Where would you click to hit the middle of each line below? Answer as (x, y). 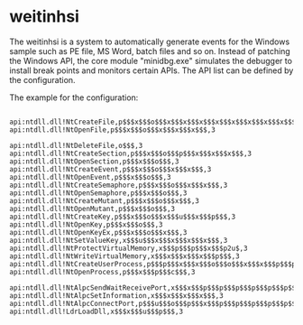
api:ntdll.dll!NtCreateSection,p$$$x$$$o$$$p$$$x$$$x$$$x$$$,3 (131, 153)
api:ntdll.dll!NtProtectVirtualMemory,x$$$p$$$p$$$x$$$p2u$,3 (129, 248)
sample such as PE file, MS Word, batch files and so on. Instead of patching (150, 51)
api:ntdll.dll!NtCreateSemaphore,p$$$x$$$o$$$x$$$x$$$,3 (119, 185)
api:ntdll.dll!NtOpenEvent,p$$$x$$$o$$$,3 (90, 177)
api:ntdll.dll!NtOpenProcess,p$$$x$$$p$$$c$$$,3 (102, 272)
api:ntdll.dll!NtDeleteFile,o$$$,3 (76, 145)
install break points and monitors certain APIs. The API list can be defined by (151, 70)
